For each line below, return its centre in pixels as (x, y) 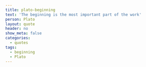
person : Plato (20, 19)
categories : (18, 38)
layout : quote (20, 24)
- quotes (19, 43)
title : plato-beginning (30, 10)
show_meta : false (24, 33)
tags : (11, 47)
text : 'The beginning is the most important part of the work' (74, 15)
